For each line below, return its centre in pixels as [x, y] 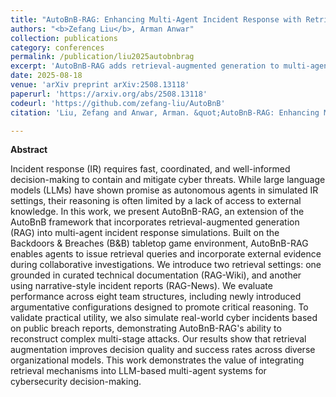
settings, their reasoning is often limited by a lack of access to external [156, 201]
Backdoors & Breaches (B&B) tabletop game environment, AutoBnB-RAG [159, 243]
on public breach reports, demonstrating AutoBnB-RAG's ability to [146, 328]
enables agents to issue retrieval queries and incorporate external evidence [166, 254]
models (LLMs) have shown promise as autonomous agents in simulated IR [164, 190]
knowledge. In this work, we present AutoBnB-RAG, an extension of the [157, 212]
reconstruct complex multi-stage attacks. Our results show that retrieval [158, 339]
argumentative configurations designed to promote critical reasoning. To [159, 307]
